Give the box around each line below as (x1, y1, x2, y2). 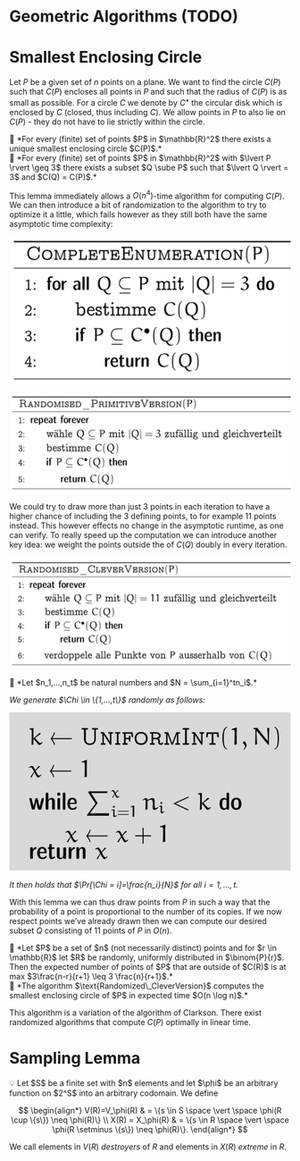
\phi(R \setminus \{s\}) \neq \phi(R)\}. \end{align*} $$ (52, 1123, 248, 1134)
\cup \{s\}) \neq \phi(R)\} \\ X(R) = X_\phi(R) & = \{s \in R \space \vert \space (10, 1115, 290, 1125)
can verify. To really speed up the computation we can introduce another (9, 530, 278, 541)
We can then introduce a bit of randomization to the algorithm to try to (9, 199, 267, 211)
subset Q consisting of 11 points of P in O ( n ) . (9, 925, 172, 936)
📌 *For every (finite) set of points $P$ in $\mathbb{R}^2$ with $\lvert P (9, 152, 271, 163)
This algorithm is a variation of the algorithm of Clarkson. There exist (9, 1007, 262, 1018)
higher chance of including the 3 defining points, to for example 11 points (9, 511, 277, 522)
